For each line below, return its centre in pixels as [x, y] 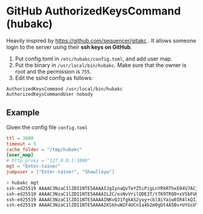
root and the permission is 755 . [53, 71]
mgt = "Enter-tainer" [34, 166]
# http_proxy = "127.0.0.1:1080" [48, 161]
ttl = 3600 [20, 138]
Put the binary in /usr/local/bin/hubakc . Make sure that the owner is [101, 65]
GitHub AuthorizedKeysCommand [94, 11]
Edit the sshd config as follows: [54, 78]
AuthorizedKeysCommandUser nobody [50, 94]
